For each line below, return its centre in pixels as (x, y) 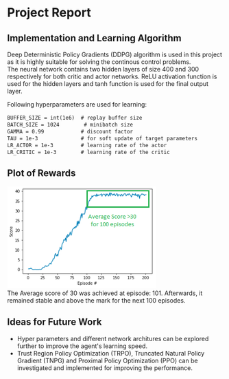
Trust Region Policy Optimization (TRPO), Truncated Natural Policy (111, 353)
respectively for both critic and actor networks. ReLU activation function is (112, 76)
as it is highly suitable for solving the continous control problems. (99, 62)
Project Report (49, 13)
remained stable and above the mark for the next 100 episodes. (96, 300)
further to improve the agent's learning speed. (82, 346)
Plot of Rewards (41, 173)
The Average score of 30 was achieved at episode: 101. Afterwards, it (105, 293)
